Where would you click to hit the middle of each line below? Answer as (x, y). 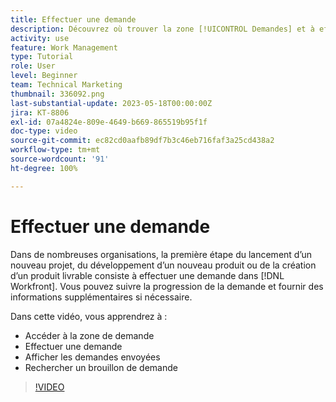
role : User (33, 66)
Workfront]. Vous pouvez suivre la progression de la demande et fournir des (167, 286)
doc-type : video (44, 131)
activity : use (40, 38)
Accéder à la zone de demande (89, 335)
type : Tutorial (42, 57)
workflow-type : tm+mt (55, 150)
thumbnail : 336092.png (57, 94)
